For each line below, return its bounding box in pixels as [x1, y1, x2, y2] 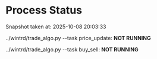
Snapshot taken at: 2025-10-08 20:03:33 [5, 23, 106, 30]
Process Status [5, 4, 83, 17]
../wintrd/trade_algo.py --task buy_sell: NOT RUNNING [5, 45, 139, 53]
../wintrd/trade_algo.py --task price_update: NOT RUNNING [5, 34, 151, 41]
